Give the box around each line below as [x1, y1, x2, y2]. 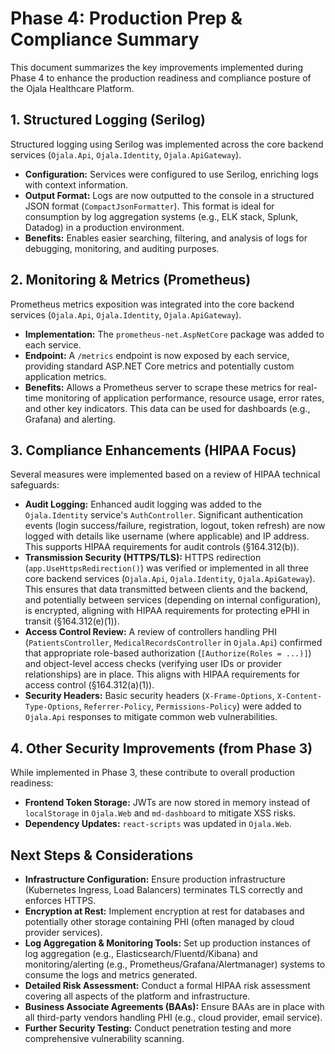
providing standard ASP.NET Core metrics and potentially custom [24, 360, 295, 372]
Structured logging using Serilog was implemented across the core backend [10, 138, 324, 150]
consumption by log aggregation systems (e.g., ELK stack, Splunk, [24, 210, 299, 222]
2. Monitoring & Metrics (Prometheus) [10, 272, 252, 289]
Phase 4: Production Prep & [10, 7, 243, 30]
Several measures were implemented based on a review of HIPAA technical [10, 468, 321, 481]
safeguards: [10, 479, 60, 491]
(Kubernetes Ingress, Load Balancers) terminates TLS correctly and [24, 884, 303, 896]
